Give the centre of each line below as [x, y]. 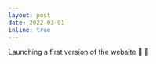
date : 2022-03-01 [36, 23]
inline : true [29, 30]
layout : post [29, 15]
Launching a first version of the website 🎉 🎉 [78, 52]
